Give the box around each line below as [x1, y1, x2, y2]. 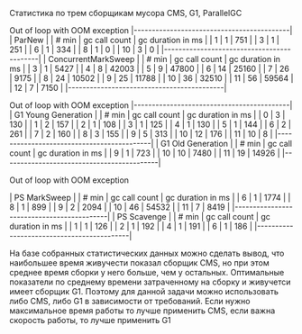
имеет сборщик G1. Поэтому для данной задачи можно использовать [9, 286, 279, 296]
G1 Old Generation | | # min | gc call [160, 139, 293, 149]
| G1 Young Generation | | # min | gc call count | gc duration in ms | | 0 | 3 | [9, 110, 286, 120]
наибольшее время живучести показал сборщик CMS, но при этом [9, 257, 270, 268]
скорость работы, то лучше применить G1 [9, 315, 171, 325]
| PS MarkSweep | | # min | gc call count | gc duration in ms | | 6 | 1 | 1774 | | [9, 193, 291, 203]
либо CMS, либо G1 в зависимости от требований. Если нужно [9, 296, 251, 306]
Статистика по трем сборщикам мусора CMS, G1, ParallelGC [9, 8, 243, 18]
